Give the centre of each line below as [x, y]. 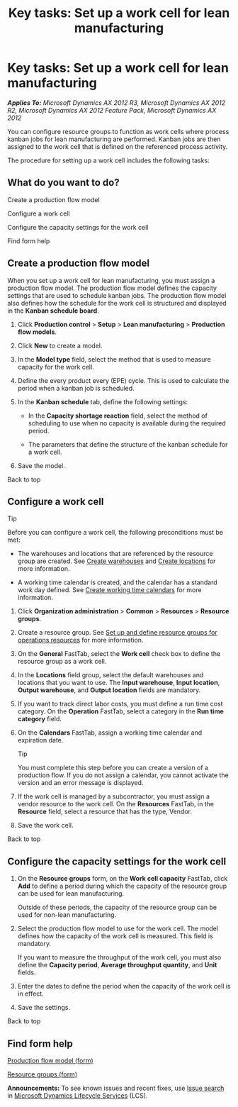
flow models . [37, 332]
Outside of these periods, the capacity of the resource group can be [117, 907]
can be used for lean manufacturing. [71, 894]
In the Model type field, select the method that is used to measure [114, 359]
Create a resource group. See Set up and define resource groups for [117, 633]
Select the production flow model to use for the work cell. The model [118, 929]
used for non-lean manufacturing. [67, 915]
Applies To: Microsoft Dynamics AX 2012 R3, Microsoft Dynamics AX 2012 [117, 102]
